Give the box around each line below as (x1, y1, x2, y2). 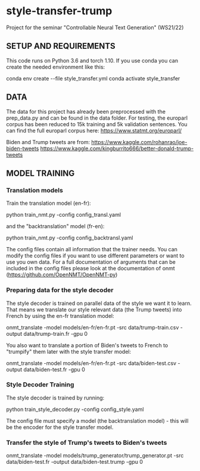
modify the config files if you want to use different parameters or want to (6, 252, 185, 260)
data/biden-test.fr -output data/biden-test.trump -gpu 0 (6, 458, 143, 466)
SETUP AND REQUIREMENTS (6, 41, 115, 51)
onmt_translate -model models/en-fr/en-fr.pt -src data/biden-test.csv (6, 359, 177, 367)
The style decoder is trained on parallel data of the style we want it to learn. (6, 300, 192, 307)
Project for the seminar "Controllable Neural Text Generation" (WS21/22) (6, 24, 184, 31)
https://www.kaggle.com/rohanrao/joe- (91, 138, 187, 145)
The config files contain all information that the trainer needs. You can (6, 246, 177, 253)
